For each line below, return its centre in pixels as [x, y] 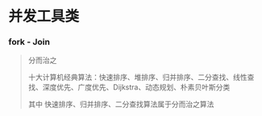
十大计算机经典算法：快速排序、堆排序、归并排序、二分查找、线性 [137, 78]
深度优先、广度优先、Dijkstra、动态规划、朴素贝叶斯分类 [136, 87]
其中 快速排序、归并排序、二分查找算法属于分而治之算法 [121, 104]
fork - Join [29, 42]
